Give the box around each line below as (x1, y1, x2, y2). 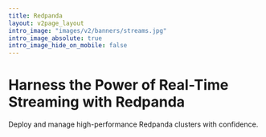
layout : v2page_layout (8, 19, 84, 27)
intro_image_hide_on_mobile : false (8, 42, 128, 50)
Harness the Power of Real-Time (8, 76, 229, 95)
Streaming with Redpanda (8, 93, 186, 111)
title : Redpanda (8, 11, 63, 20)
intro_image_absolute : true (8, 34, 103, 42)
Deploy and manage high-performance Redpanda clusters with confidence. (8, 119, 259, 129)
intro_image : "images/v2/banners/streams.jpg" (8, 26, 167, 34)
